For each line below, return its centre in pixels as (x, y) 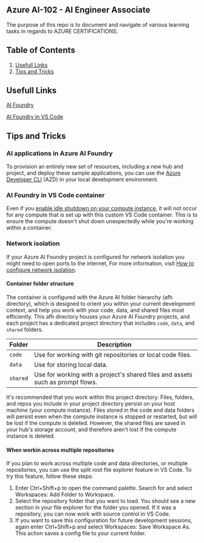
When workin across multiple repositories (60, 450)
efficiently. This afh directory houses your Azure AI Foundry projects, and (98, 316)
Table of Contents (41, 50)
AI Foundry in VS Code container (56, 195)
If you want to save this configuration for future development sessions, (104, 521)
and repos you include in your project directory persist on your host (91, 403)
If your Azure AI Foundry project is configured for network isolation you (96, 257)
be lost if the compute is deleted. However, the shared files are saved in (96, 423)
